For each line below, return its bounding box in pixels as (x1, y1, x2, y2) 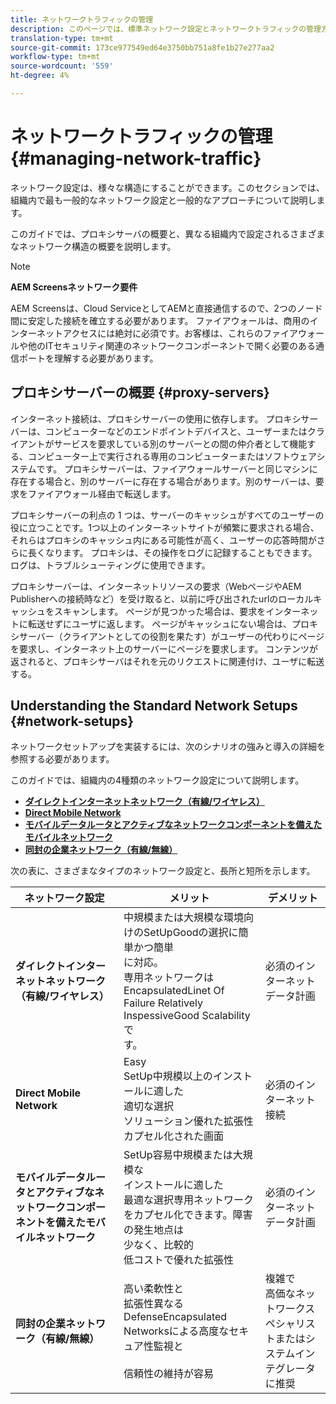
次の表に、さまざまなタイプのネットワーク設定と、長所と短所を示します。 (10, 865, 316, 877)
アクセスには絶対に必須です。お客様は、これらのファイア (62, 327, 298, 339)
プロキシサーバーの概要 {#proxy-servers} (10, 384, 270, 401)
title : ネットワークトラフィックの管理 (10, 14, 154, 25)
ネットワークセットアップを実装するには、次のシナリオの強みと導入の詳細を (10, 741, 326, 753)
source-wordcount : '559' (10, 61, 114, 71)
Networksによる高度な (123, 1324, 230, 1338)
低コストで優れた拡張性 (123, 1253, 235, 1267)
